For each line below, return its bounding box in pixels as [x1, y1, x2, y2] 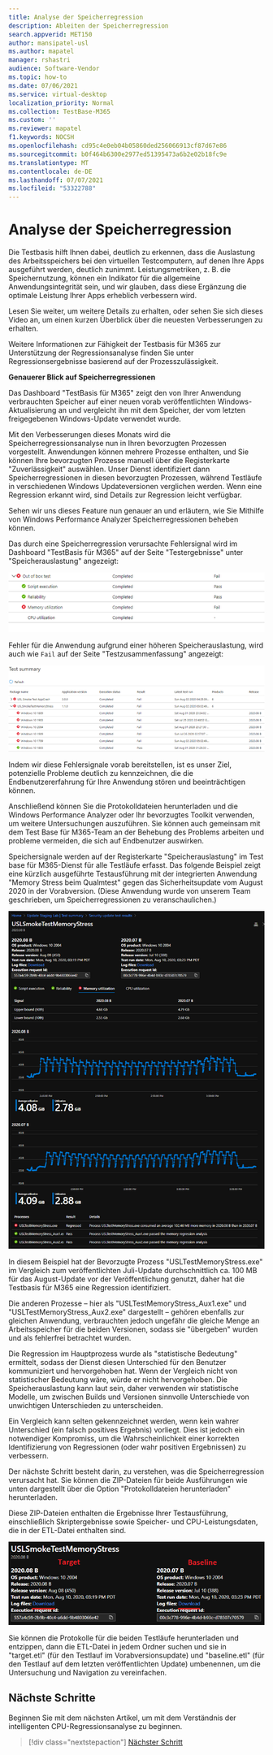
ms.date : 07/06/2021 [8, 81, 79, 89]
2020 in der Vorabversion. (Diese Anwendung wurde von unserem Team [8, 886, 251, 896]
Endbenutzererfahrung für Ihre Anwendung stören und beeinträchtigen [8, 777, 246, 787]
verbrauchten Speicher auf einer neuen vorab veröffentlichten [8, 396, 216, 406]
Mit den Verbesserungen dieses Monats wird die [8, 430, 171, 440]
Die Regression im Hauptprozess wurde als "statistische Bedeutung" [8, 1349, 238, 1358]
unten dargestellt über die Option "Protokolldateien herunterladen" [8, 1484, 232, 1494]
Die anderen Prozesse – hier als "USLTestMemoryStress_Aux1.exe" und [8, 1298, 247, 1308]
